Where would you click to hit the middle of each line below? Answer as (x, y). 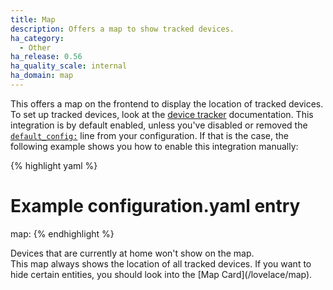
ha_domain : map (42, 76)
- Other (35, 47)
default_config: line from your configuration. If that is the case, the (149, 135)
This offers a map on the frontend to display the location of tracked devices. (167, 103)
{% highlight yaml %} (54, 165)
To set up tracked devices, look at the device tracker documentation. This (162, 114)
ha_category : (37, 38)
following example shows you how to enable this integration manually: (154, 146)
